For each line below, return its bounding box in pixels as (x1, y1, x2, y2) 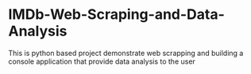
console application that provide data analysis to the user (8, 57, 196, 66)
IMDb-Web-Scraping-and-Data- (8, 6, 225, 24)
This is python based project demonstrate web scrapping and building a (8, 48, 244, 57)
